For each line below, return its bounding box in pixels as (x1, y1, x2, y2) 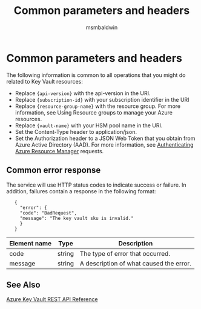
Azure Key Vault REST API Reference (6, 296, 98, 303)
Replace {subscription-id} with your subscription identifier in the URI (15, 96, 189, 103)
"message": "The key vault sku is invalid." (19, 215, 134, 221)
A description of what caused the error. (79, 259, 192, 267)
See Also (6, 279, 41, 290)
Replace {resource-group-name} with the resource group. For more (15, 102, 180, 110)
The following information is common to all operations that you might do (6, 71, 186, 79)
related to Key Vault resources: (6, 78, 83, 85)
